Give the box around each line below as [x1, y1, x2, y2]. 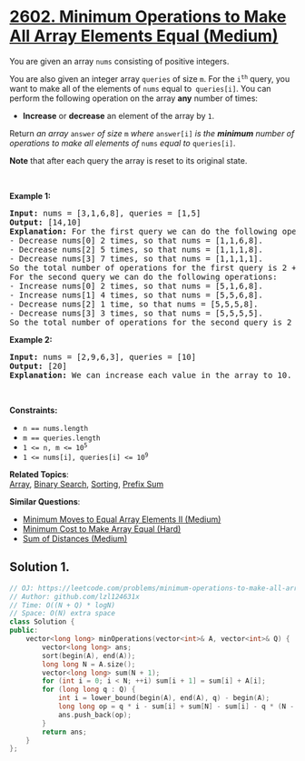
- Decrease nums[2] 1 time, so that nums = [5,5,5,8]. [9, 298, 259, 309]
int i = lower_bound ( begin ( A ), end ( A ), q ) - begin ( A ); [57, 694, 271, 703]
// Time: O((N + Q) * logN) [9, 600, 116, 610]
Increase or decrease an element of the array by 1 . [22, 110, 215, 121]
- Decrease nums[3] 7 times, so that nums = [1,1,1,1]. [9, 253, 263, 264]
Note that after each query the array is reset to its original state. [9, 155, 248, 165]
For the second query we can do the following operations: [9, 271, 279, 282]
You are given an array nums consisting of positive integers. [9, 55, 230, 66]
